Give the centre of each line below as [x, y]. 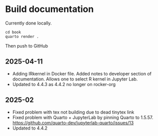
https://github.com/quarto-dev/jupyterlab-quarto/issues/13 [73, 122]
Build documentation [49, 9]
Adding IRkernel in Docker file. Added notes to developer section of [82, 73]
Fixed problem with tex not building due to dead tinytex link [73, 112]
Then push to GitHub [27, 45]
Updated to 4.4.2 [30, 128]
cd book [13, 32]
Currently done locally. [28, 23]
